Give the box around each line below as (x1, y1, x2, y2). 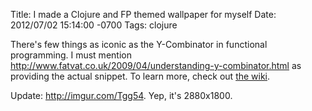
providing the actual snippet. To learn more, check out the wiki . (10, 70, 271, 82)
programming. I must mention (10, 49, 132, 61)
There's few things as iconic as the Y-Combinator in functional (10, 39, 268, 50)
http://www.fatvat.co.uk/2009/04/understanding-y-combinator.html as (10, 60, 302, 71)
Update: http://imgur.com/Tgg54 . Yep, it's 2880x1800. (10, 90, 233, 101)
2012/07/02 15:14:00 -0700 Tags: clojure (10, 19, 178, 31)
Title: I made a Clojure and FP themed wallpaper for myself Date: (10, 9, 277, 20)
